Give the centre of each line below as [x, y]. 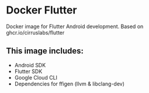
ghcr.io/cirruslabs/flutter [35, 32]
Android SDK [30, 65]
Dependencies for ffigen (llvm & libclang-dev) [69, 84]
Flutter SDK [28, 71]
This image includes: [45, 51]
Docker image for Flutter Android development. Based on [75, 26]
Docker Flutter [41, 10]
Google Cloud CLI [36, 77]
